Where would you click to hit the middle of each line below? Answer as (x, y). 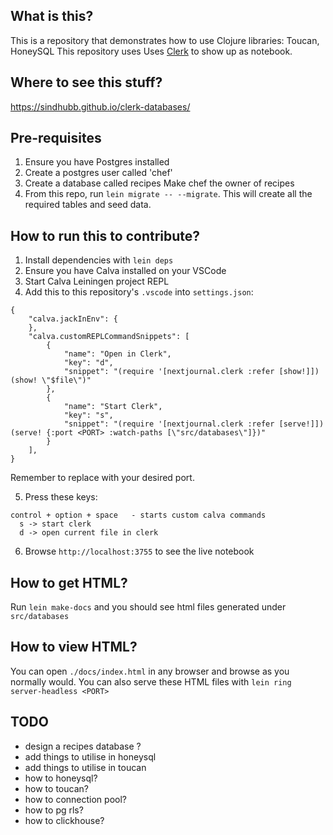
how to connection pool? (75, 799)
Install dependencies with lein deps (99, 260)
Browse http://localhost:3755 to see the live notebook (139, 551)
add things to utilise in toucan (85, 767)
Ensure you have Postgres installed (97, 162)
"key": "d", (88, 363)
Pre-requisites (56, 138)
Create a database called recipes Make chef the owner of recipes (159, 183)
